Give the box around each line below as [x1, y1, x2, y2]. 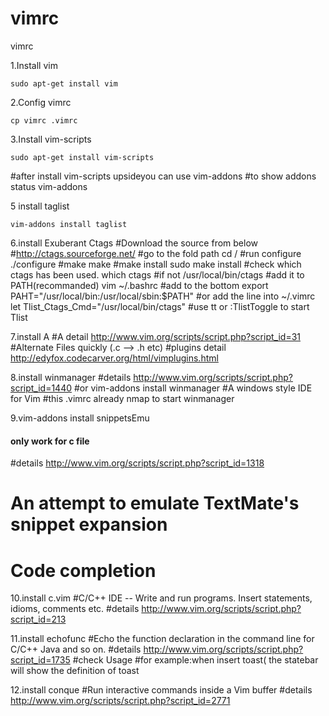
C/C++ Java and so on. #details [10, 643, 142, 656]
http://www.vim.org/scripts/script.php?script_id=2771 [10, 695, 231, 707]
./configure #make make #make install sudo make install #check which [10, 258, 302, 270]
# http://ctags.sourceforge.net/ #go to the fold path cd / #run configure [10, 247, 302, 259]
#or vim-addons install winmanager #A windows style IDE [73, 382, 313, 394]
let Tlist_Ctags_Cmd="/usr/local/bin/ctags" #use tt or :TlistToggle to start [10, 300, 310, 312]
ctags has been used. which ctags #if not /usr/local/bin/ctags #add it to [10, 268, 305, 281]
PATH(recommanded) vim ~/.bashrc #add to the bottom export [10, 279, 269, 291]
